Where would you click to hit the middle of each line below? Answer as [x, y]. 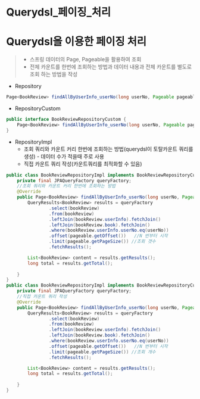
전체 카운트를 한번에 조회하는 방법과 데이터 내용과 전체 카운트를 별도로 [111, 67]
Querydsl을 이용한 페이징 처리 [76, 42]
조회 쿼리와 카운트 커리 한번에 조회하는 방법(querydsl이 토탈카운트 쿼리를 [108, 149]
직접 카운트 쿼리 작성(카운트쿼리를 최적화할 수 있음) [83, 164]
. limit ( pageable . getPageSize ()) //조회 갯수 [102, 242]
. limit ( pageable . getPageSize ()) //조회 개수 [102, 352]
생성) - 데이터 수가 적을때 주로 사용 [64, 156]
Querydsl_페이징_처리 [59, 12]
